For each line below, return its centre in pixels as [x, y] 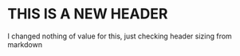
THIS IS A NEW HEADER [88, 14]
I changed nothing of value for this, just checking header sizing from [120, 36]
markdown [25, 44]
